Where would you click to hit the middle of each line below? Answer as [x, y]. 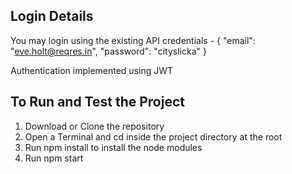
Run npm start [54, 158]
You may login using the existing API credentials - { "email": [133, 40]
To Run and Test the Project [97, 102]
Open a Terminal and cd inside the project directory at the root [153, 136]
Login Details [52, 16]
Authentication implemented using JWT [92, 70]
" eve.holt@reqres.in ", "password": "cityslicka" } [108, 51]
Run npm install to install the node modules [113, 147]
